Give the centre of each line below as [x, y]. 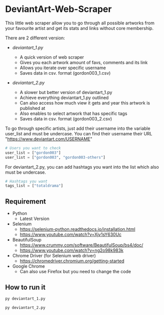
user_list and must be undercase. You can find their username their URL [79, 133]
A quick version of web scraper [52, 57]
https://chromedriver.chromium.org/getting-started [72, 261]
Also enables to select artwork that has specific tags [74, 113]
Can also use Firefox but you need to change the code [75, 272]
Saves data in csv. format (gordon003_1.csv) [65, 73]
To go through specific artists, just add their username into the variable [78, 128]
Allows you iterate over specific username [63, 68]
